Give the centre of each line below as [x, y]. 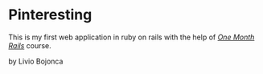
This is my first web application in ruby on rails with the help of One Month [131, 37]
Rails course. [30, 45]
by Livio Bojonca [36, 61]
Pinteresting [50, 15]
